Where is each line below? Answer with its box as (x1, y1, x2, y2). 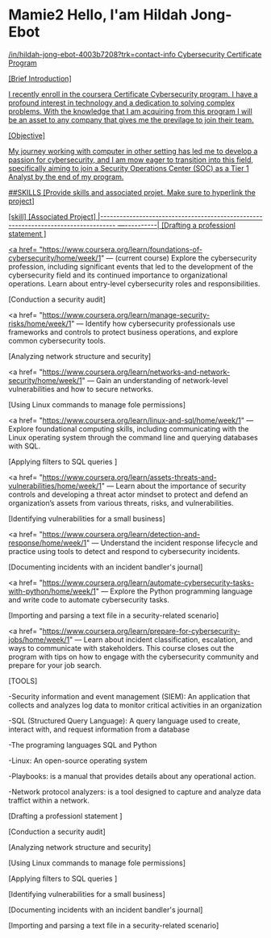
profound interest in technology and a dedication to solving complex (8, 98, 236, 107)
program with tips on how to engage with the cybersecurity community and (8, 652, 259, 661)
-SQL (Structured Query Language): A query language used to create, (8, 715, 240, 725)
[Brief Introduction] (8, 73, 72, 83)
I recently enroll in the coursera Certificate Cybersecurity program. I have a (8, 89, 258, 98)
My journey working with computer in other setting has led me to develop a (8, 146, 258, 156)
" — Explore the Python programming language (95, 586, 253, 596)
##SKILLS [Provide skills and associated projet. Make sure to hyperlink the (8, 187, 256, 197)
